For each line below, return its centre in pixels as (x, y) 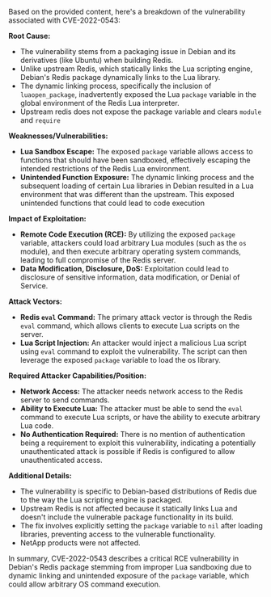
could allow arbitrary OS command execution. (85, 584)
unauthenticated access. (61, 460)
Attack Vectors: (36, 301)
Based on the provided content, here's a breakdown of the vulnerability (127, 12)
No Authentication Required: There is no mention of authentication (133, 434)
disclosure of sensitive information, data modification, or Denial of (130, 277)
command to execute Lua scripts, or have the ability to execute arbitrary (140, 417)
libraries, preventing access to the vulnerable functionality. (118, 534)
